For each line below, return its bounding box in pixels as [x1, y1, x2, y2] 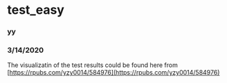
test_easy [7, 2, 64, 18]
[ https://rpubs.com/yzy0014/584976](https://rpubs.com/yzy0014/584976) [7, 68, 220, 77]
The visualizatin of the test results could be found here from [7, 61, 178, 69]
